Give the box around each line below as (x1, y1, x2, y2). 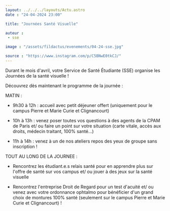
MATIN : (5, 92, 22, 98)
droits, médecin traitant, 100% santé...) (12, 128, 94, 134)
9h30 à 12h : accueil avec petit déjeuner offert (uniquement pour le (12, 102, 153, 108)
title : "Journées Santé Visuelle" (5, 21, 79, 26)
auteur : (5, 30, 24, 36)
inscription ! (12, 143, 38, 150)
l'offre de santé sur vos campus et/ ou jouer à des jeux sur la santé (12, 168, 153, 174)
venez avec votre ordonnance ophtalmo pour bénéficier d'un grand (12, 189, 154, 195)
